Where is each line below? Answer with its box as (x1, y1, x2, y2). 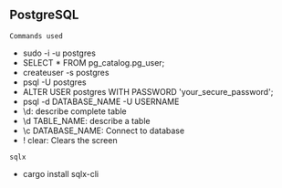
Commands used (9, 31, 64, 40)
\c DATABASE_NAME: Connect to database (22, 125, 185, 136)
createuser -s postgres (22, 67, 110, 78)
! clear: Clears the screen (22, 134, 118, 145)
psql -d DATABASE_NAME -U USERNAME (22, 96, 180, 107)
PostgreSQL (9, 7, 79, 23)
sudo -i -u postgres (22, 47, 96, 58)
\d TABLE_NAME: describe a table (22, 115, 151, 126)
